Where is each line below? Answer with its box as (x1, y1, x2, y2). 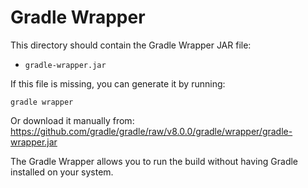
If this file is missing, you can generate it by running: (10, 77, 226, 90)
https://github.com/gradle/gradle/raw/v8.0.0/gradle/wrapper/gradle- (10, 125, 293, 137)
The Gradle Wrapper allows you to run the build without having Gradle (10, 155, 299, 167)
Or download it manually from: (10, 114, 135, 126)
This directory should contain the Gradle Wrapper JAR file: (10, 39, 252, 51)
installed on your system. (10, 166, 114, 178)
